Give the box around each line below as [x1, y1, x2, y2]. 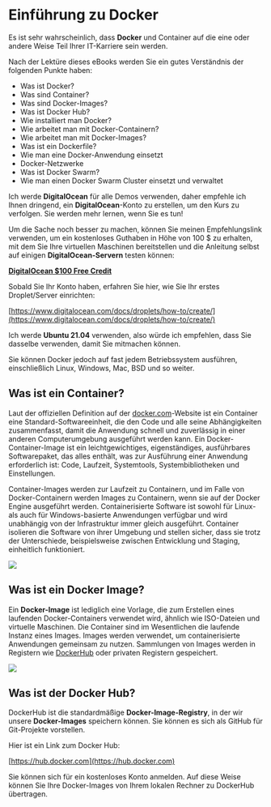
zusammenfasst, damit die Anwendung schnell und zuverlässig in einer [8, 425, 246, 435]
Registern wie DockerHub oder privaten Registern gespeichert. [8, 647, 218, 657]
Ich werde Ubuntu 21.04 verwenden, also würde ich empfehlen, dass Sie [8, 330, 252, 339]
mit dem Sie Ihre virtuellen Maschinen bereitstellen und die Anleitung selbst [8, 241, 260, 251]
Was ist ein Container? [8, 386, 125, 400]
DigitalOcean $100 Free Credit [8, 266, 112, 275]
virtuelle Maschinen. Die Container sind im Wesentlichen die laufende [8, 621, 240, 631]
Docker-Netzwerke [19, 158, 84, 168]
